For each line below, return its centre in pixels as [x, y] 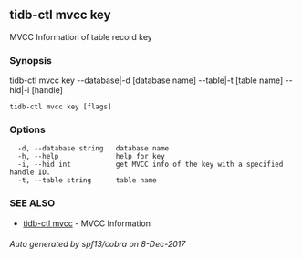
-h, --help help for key [92, 157]
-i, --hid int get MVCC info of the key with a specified [151, 165]
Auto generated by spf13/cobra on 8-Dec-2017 [98, 244]
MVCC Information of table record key [81, 36]
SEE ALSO [32, 203]
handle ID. [30, 172]
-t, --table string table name [87, 181]
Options [27, 129]
